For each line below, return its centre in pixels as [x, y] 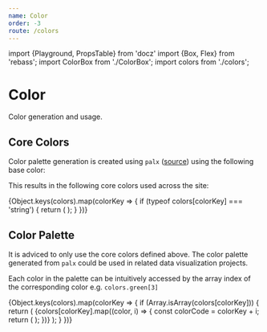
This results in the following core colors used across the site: [109, 186]
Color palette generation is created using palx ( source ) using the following [131, 162]
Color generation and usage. [55, 117]
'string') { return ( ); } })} [48, 210]
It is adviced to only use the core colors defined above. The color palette [128, 254]
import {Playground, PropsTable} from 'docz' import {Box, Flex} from [121, 54]
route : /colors [34, 31]
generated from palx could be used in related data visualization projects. [128, 263]
